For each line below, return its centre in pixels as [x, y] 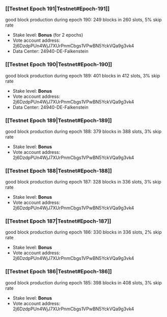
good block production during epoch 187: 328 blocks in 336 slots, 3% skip [83, 182]
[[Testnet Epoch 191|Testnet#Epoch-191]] [58, 9]
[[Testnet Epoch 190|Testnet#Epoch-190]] [59, 65]
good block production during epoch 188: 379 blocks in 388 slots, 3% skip [83, 131]
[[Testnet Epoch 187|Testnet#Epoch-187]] [58, 221]
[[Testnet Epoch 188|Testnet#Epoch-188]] [59, 171]
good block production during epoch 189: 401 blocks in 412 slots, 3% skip [83, 75]
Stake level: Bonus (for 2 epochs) [48, 35]
